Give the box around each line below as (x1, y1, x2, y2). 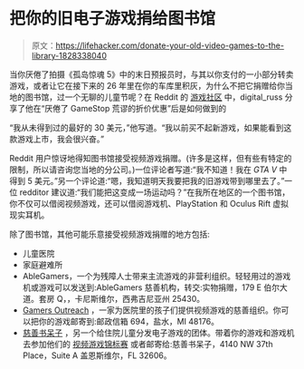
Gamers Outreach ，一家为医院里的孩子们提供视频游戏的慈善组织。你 (22, 305, 282, 316)
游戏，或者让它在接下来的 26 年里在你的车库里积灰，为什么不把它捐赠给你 (9, 80, 286, 91)
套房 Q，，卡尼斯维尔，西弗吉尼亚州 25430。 (38, 293, 205, 304)
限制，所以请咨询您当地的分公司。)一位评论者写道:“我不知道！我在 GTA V (9, 164, 278, 175)
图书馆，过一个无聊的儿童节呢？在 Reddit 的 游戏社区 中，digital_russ (24, 92, 283, 102)
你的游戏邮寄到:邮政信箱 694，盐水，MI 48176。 (38, 316, 220, 326)
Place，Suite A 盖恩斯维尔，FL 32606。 (22, 350, 172, 361)
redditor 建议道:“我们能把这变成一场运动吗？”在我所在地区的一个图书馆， (19, 187, 290, 198)
